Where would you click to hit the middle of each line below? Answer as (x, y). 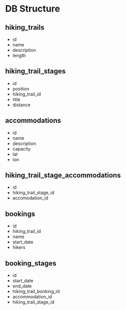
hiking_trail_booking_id (36, 291)
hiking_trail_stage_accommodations (63, 175)
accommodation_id (32, 297)
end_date (22, 286)
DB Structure (33, 9)
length (19, 55)
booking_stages (31, 263)
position (21, 89)
